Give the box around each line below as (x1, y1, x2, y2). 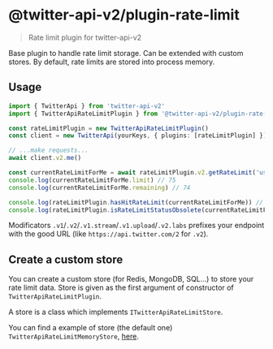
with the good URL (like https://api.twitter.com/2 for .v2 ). (8, 229, 209, 239)
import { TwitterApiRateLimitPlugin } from (8, 110, 158, 118)
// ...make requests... (8, 146, 89, 155)
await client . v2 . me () (8, 154, 82, 162)
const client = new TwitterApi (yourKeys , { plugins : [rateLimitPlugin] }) (8, 131, 267, 140)
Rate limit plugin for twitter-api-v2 (28, 32, 142, 42)
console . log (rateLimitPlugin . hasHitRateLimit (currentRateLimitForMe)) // (8, 198, 264, 206)
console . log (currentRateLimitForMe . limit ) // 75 (8, 176, 176, 184)
